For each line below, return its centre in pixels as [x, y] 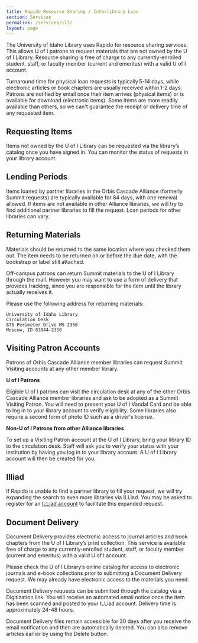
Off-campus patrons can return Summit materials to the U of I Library [90, 273]
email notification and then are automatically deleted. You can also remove [97, 628]
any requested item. [30, 113]
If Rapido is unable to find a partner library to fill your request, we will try [94, 491]
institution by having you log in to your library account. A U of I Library [92, 452]
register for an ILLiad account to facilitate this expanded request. [85, 504]
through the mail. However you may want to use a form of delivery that [92, 279]
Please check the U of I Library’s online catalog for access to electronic [93, 567]
